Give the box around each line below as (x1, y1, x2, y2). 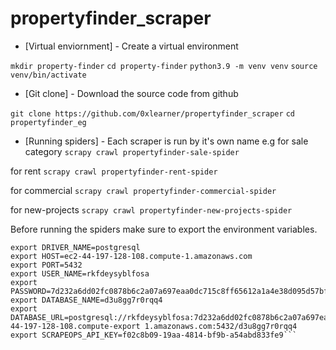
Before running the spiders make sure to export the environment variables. (10, 223, 318, 235)
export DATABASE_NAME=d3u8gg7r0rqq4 (10, 295, 163, 305)
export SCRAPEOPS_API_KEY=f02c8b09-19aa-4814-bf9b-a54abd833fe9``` (10, 330, 298, 340)
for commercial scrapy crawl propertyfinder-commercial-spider (10, 184, 277, 196)
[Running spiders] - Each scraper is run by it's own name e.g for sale (24, 135, 309, 147)
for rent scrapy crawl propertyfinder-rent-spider (10, 165, 218, 177)
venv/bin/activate (10, 70, 87, 80)
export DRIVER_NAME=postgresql (10, 242, 141, 252)
